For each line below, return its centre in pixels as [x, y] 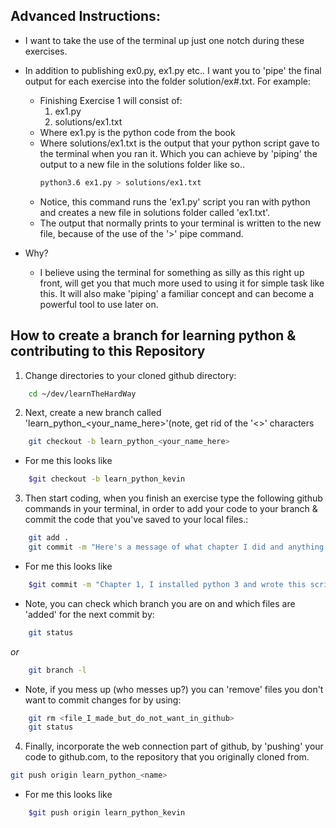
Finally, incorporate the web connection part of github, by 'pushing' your [174, 746]
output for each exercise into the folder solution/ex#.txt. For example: [167, 81]
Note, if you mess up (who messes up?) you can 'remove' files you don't [174, 689]
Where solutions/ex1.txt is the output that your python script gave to [179, 143]
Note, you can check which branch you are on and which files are [160, 603]
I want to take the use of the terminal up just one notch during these [164, 40]
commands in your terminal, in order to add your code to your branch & [171, 509]
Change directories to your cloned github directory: [130, 375]
